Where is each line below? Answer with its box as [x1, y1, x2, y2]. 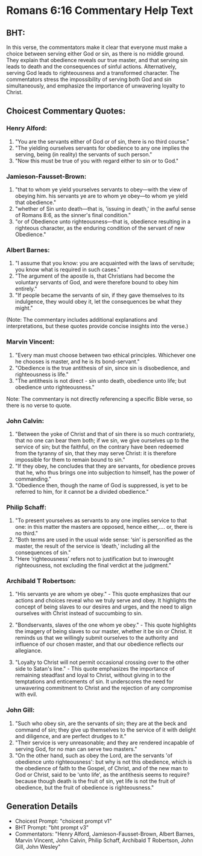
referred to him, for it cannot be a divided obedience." [14, 488, 149, 495]
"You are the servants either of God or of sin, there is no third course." [14, 138, 190, 145]
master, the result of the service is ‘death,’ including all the [14, 543, 160, 550]
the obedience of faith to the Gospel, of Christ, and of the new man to [14, 764, 188, 771]
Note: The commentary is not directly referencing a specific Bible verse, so [6, 395, 193, 402]
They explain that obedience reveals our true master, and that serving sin [6, 57, 188, 63]
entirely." [14, 285, 37, 293]
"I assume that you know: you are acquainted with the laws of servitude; [14, 260, 195, 267]
